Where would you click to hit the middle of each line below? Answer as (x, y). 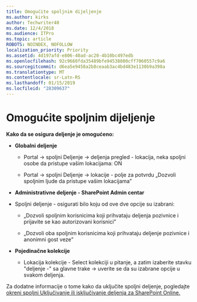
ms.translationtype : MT (35, 72)
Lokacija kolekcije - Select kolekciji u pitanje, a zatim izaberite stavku (107, 262)
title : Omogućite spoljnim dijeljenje (54, 12)
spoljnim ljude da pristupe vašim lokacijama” (77, 181)
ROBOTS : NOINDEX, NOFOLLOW (39, 45)
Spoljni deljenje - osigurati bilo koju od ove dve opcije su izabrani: (94, 204)
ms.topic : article (29, 39)
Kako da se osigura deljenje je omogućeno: (60, 134)
